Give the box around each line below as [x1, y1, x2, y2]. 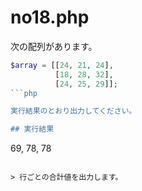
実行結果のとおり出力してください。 [10, 106, 137, 116]
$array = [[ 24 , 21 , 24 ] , [10, 60, 114, 70]
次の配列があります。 [10, 40, 98, 52]
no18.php [10, 6, 90, 29]
